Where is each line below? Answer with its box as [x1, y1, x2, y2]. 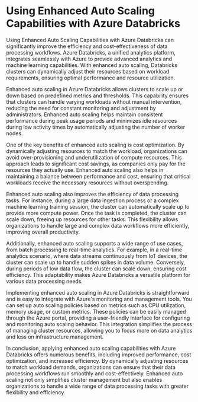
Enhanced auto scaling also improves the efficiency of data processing [6, 190, 179, 197]
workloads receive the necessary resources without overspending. [6, 179, 169, 186]
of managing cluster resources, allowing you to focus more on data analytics [6, 327, 193, 334]
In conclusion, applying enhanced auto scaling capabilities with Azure [6, 344, 176, 352]
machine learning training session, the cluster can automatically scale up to [6, 203, 190, 210]
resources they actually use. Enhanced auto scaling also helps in [6, 166, 164, 173]
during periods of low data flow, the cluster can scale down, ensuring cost [6, 265, 187, 272]
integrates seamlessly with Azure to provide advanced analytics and [6, 55, 173, 62]
